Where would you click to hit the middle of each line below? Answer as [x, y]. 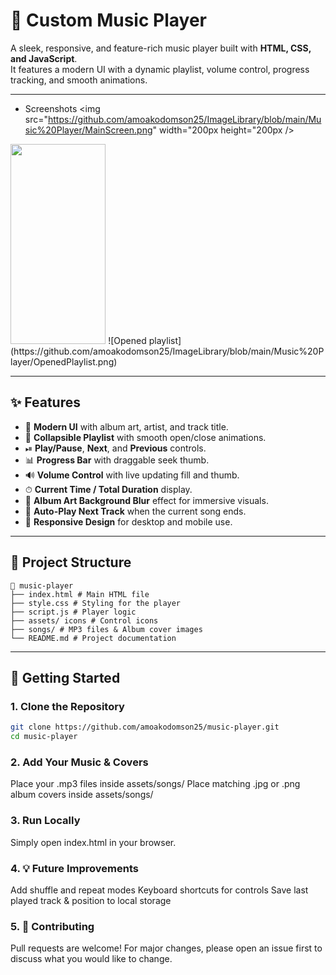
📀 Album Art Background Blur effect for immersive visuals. [146, 500]
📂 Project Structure [71, 562]
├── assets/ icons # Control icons [84, 620]
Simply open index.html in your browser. [93, 842]
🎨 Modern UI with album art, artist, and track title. [126, 426]
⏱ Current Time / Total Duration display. [108, 489]
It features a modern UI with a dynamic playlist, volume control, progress [160, 69]
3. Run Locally [45, 821]
